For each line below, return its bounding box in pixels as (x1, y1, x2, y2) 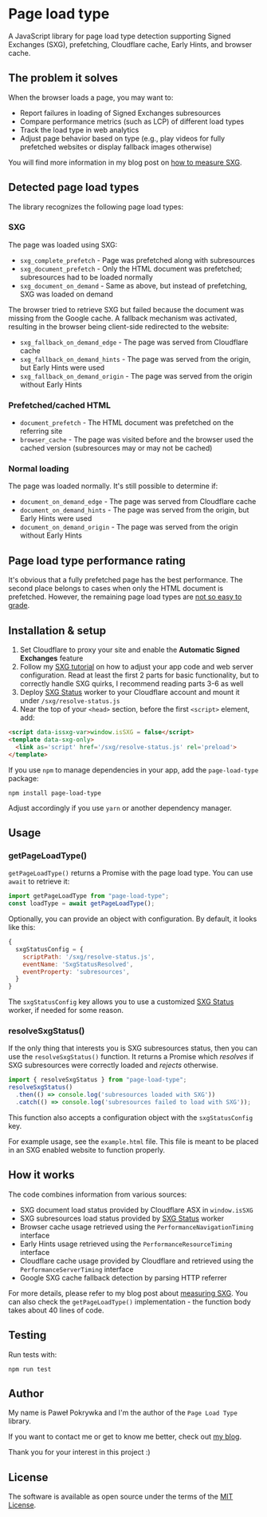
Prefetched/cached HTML (8, 399, 112, 411)
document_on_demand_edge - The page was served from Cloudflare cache (19, 497, 257, 506)
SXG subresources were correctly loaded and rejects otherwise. (8, 1060, 219, 1070)
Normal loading (8, 463, 69, 475)
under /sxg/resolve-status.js (19, 696, 120, 705)
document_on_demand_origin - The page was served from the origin (19, 522, 238, 532)
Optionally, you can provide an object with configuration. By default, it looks (8, 914, 257, 923)
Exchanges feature (19, 653, 84, 663)
